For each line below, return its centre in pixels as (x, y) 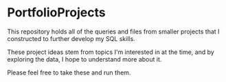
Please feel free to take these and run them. (69, 72)
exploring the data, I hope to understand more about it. (84, 59)
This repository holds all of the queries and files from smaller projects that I (113, 31)
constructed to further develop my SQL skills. (71, 38)
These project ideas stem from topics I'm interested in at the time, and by (111, 52)
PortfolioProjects (56, 13)
